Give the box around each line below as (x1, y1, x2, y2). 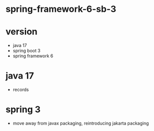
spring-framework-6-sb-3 (5, 3, 116, 15)
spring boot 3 (12, 48, 41, 54)
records (12, 87, 29, 92)
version (5, 26, 38, 38)
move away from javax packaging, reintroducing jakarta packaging (12, 120, 149, 126)
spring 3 (5, 104, 41, 115)
